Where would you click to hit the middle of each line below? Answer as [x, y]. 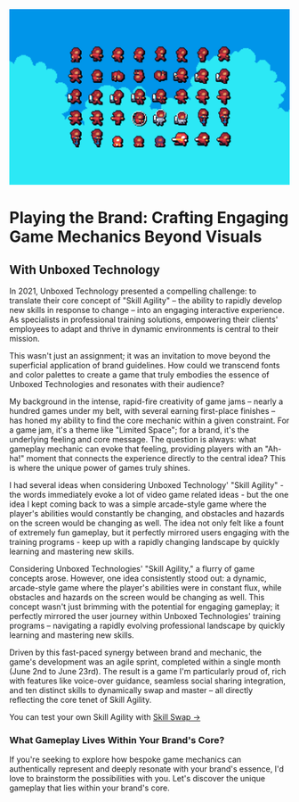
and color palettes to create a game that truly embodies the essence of [139, 375]
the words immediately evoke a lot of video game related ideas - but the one [149, 495]
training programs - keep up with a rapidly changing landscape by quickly [145, 542]
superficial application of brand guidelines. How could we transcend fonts [145, 365]
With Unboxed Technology [85, 270]
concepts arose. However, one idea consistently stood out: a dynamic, [138, 578]
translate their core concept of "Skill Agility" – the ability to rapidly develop [146, 301]
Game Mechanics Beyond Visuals [136, 237]
